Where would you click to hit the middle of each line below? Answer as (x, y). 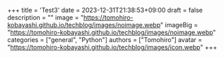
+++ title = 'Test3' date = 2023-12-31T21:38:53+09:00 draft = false (105, 10)
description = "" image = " (46, 17)
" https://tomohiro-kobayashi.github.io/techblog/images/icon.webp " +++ (112, 47)
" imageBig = (179, 25)
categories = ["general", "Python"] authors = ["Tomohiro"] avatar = (105, 40)
